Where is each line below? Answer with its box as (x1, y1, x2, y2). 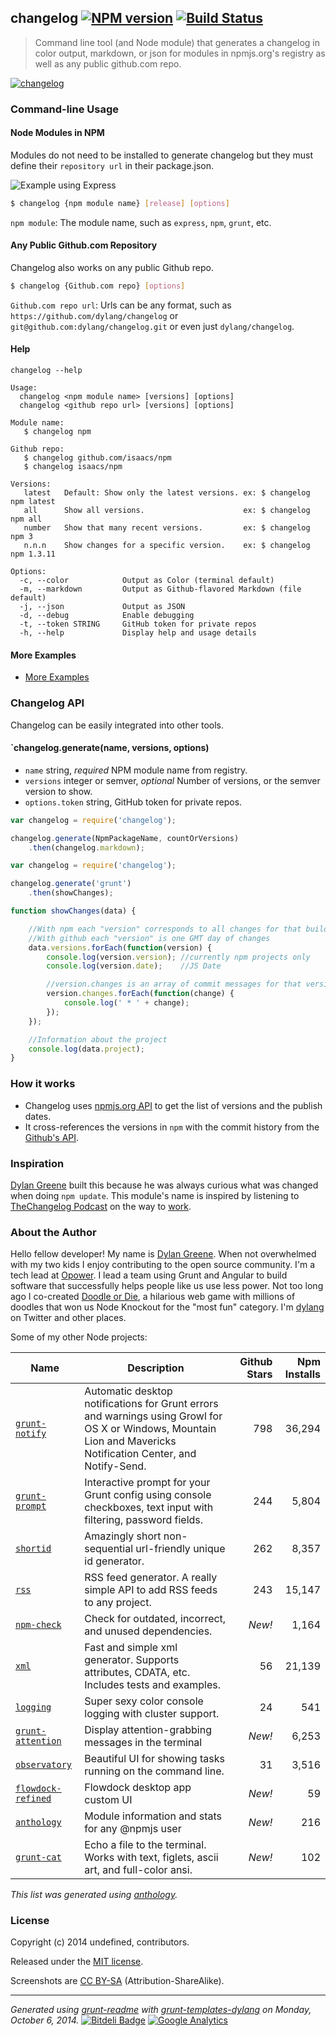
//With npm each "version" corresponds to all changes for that (28, 924, 302, 934)
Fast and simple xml (84, 1641, 178, 1655)
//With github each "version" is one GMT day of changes (28, 933, 271, 943)
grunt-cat (15, 1852, 62, 1863)
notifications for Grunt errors (84, 1397, 219, 1411)
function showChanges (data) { (10, 906, 137, 916)
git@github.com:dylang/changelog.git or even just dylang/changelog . (10, 320, 295, 332)
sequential (84, 1542, 134, 1556)
